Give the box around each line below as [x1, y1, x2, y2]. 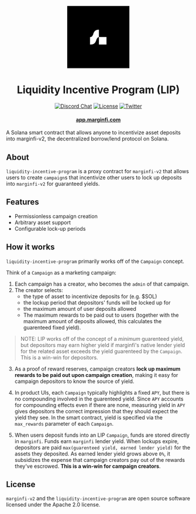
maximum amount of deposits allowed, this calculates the [23, 317, 162, 324]
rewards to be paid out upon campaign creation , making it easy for [14, 371, 178, 378]
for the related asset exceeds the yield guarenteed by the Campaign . [20, 348, 183, 355]
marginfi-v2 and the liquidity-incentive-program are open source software [6, 495, 190, 502]
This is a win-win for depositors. [20, 354, 98, 361]
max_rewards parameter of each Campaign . [14, 420, 114, 427]
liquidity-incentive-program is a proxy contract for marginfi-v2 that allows [6, 167, 189, 174]
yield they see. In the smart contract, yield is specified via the [14, 414, 163, 421]
